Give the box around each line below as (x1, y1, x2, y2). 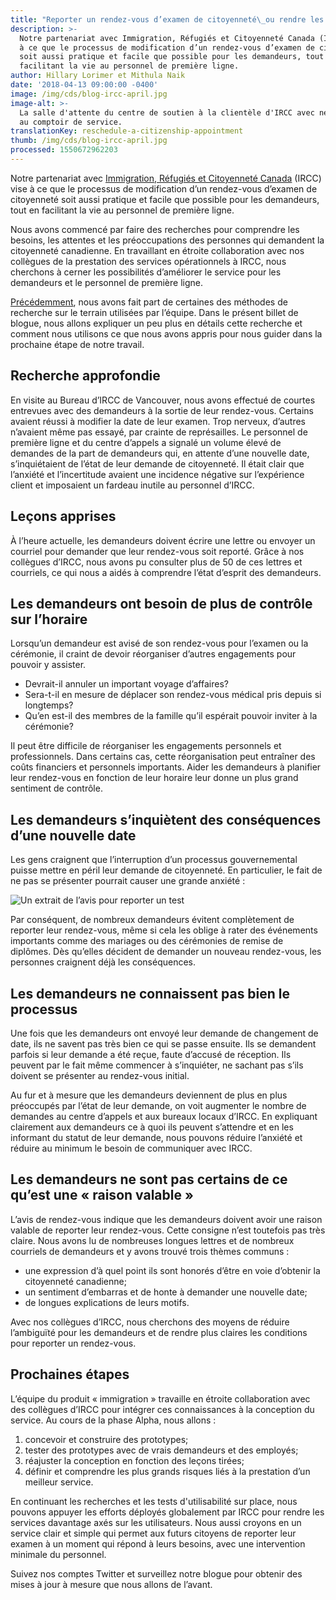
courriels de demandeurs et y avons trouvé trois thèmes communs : (10, 1245, 290, 1257)
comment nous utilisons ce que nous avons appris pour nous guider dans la (10, 327, 323, 340)
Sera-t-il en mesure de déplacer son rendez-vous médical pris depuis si (24, 689, 322, 701)
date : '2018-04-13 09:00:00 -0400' (10, 80, 159, 90)
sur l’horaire (10, 611, 88, 628)
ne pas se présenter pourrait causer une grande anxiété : (10, 875, 246, 887)
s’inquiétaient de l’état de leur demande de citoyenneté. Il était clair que (10, 457, 305, 470)
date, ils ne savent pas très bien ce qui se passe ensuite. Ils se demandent (10, 1037, 317, 1050)
